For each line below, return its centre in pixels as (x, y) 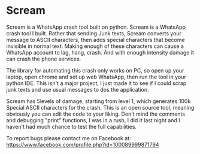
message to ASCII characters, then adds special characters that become (96, 40)
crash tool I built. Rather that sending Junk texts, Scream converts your (94, 33)
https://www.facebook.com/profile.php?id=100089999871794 (83, 144)
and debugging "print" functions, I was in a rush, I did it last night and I (93, 120)
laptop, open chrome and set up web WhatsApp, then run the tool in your (96, 77)
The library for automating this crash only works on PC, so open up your (95, 70)
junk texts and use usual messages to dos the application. (78, 89)
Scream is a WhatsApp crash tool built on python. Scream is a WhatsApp (96, 27)
